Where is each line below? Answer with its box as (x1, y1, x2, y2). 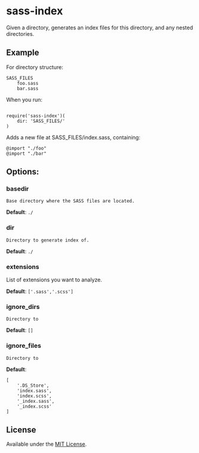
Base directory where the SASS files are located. (6, 198, 135, 204)
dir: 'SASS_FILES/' (17, 118, 66, 124)
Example (6, 48, 39, 58)
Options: (6, 167, 39, 177)
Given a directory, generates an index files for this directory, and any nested (6, 24, 193, 31)
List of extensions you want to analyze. (6, 276, 103, 283)
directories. (6, 30, 35, 37)
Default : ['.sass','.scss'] (6, 288, 74, 295)
